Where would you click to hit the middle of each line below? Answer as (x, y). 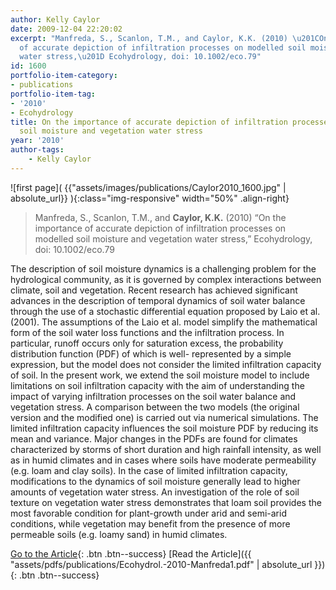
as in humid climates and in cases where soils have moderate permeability (163, 460)
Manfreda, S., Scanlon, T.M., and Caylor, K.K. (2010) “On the (160, 217)
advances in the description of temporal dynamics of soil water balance (158, 300)
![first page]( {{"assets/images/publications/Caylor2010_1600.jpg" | (148, 187)
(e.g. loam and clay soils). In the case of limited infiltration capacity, (149, 470)
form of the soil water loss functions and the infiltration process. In (147, 332)
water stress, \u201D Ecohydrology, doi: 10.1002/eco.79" (140, 57)
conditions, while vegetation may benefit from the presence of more (150, 523)
